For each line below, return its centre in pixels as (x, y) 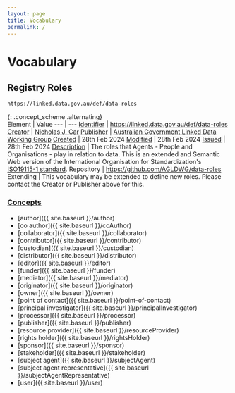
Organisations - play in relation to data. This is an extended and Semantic (114, 154)
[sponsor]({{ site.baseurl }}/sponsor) (71, 345)
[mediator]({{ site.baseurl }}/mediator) (73, 277)
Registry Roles (40, 88)
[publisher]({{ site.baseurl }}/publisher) (74, 323)
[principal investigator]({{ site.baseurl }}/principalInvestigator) (107, 308)
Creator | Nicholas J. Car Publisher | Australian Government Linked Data (112, 132)
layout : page (26, 14)
